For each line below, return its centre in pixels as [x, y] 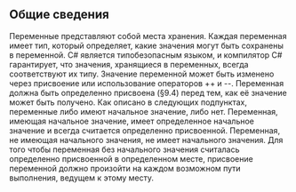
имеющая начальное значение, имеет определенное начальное [132, 121]
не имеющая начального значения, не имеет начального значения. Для [146, 140]
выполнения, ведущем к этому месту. [81, 178]
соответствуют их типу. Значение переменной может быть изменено [142, 74]
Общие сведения [59, 15]
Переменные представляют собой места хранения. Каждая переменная [148, 36]
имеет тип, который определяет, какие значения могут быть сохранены [147, 45]
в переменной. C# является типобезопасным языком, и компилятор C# [146, 55]
